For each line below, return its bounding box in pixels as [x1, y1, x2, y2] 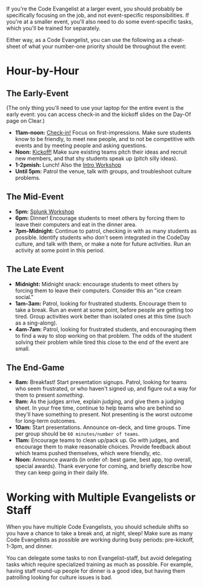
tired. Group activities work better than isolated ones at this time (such [15, 312, 191, 320]
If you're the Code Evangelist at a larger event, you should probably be [6, 5, 183, 12]
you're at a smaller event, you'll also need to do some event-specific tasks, [6, 18, 193, 25]
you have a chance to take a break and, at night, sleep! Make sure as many [6, 530, 193, 537]
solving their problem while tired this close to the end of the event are [15, 338, 189, 346]
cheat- [167, 36, 185, 43]
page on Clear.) [6, 117, 45, 124]
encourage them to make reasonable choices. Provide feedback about [15, 443, 191, 450]
